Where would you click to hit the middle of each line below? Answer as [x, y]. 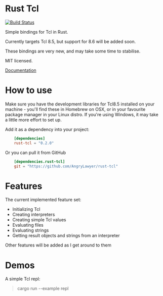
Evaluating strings [31, 230]
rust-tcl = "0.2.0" [34, 143]
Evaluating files [28, 225]
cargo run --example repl [43, 289]
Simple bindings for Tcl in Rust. [37, 32]
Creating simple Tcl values [39, 220]
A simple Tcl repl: [23, 279]
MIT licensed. [19, 60]
